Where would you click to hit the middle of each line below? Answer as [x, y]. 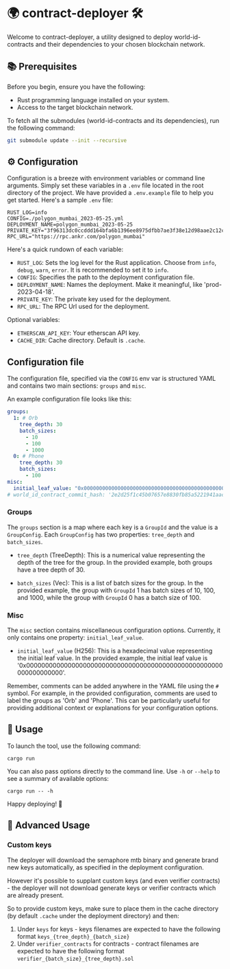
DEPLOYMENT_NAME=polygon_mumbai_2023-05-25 [70, 225]
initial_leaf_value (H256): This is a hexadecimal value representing [115, 651]
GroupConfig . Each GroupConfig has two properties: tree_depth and [101, 534]
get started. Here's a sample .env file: [60, 200]
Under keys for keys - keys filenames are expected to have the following [119, 929]
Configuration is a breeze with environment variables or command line [106, 178]
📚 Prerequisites [42, 67]
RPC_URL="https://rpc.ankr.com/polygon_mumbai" [76, 237]
